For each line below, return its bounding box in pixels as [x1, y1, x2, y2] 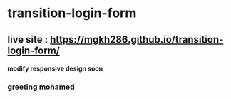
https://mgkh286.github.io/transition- [49, 33, 224, 46]
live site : [7, 33, 48, 46]
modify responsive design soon [7, 64, 103, 73]
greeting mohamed [7, 82, 75, 92]
